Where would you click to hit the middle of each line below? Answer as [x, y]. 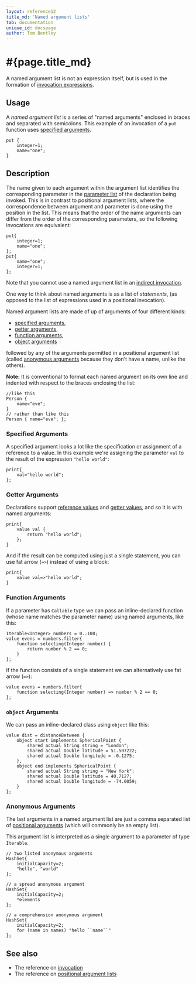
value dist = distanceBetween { [45, 735]
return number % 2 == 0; [57, 649]
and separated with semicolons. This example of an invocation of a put [91, 123]
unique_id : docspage [31, 28]
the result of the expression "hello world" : [58, 459]
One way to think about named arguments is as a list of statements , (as [92, 294]
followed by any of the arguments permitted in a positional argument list [93, 352]
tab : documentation [30, 22]
